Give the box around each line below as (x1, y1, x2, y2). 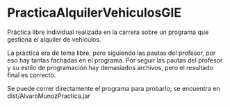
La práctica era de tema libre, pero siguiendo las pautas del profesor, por (7, 49, 216, 57)
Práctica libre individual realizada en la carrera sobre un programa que (7, 28, 209, 36)
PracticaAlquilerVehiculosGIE (7, 5, 182, 21)
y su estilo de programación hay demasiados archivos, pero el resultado (7, 63, 214, 72)
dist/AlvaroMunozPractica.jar (7, 92, 90, 100)
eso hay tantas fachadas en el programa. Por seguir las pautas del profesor (7, 56, 223, 64)
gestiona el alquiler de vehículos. (7, 35, 101, 43)
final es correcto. (7, 71, 56, 79)
